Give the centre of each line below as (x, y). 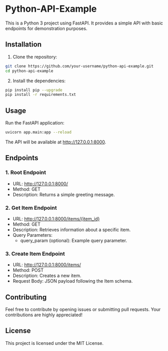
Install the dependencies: (39, 81)
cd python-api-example (29, 71)
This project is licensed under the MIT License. (54, 343)
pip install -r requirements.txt (41, 95)
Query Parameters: (32, 235)
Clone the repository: (35, 57)
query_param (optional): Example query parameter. (74, 240)
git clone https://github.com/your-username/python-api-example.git (79, 66)
